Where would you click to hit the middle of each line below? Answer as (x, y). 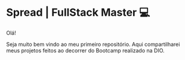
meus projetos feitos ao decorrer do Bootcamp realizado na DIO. (86, 50)
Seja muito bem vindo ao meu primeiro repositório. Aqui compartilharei (93, 44)
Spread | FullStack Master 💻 (78, 13)
